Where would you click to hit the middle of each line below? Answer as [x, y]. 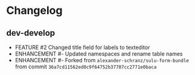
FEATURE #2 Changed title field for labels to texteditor [82, 47]
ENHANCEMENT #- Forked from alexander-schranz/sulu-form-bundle [102, 60]
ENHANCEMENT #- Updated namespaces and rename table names [99, 54]
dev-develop [31, 33]
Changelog [34, 11]
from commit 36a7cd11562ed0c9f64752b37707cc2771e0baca [86, 67]
